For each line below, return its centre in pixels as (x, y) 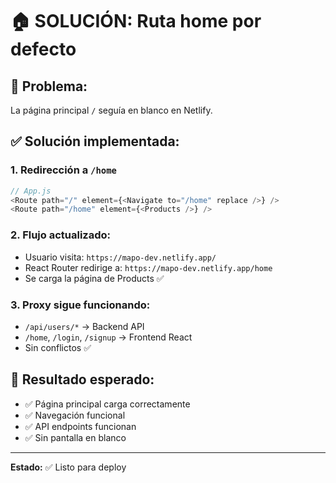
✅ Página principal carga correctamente (107, 404)
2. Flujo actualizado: (61, 235)
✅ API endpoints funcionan (80, 426)
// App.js (31, 191)
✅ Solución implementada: (95, 141)
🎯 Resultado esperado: (82, 379)
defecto (43, 49)
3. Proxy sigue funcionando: (80, 305)
